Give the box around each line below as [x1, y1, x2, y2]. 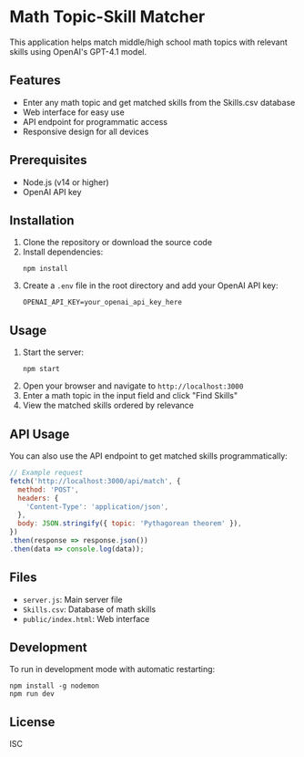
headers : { [17, 493, 59, 503]
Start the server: [22, 347, 85, 358]
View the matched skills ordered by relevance [22, 399, 194, 411]
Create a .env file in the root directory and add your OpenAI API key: [22, 280, 279, 291]
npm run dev [9, 690, 55, 699]
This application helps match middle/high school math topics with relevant [9, 36, 289, 47]
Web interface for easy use [22, 107, 125, 118]
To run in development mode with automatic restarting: [9, 664, 216, 675]
